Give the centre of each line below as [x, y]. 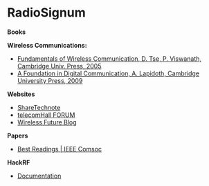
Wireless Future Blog [47, 122]
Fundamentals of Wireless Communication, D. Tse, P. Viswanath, [109, 58]
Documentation [39, 176]
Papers [18, 136]
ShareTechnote [39, 107]
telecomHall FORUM [46, 115]
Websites [21, 94]
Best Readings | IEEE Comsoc [60, 149]
